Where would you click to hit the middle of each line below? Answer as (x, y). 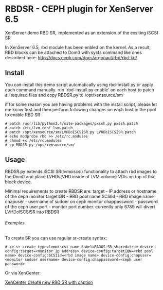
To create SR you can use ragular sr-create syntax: (56, 238)
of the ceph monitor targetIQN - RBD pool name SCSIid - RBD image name (80, 196)
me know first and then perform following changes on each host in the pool (81, 109)
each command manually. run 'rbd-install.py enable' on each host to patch (80, 90)
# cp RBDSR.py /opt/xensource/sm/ (40, 145)
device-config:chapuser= (126, 255)
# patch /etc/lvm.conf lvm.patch (39, 128)
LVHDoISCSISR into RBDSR (32, 212)
